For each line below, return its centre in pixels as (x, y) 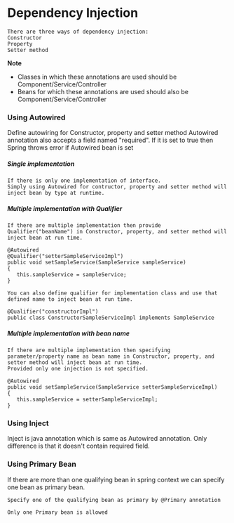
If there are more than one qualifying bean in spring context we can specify (116, 479)
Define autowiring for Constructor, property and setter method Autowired (113, 133)
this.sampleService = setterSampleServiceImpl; (87, 400)
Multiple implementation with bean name (68, 333)
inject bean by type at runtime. (56, 193)
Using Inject (28, 423)
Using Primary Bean (42, 464)
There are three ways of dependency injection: (78, 32)
